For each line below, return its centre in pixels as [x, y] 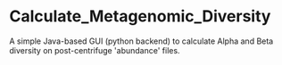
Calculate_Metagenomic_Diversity [140, 16]
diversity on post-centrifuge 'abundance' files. [95, 50]
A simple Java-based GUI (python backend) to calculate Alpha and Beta [141, 41]
